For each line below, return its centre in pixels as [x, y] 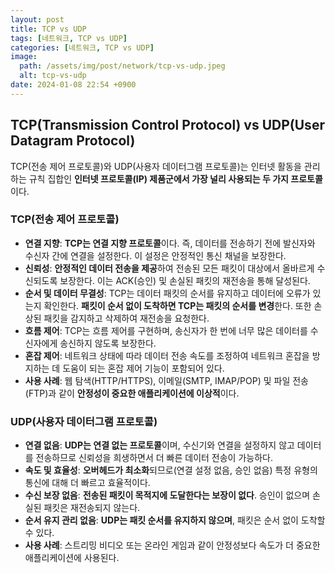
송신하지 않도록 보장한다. [108, 343]
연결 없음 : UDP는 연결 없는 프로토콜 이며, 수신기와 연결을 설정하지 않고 [159, 445]
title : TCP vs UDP [48, 29]
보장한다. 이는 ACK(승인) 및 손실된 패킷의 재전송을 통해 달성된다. [185, 280]
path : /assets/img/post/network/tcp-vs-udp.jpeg [122, 66]
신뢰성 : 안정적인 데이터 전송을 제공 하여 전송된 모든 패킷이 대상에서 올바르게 [169, 268]
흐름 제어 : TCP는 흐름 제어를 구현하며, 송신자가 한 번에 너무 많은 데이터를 [166, 330]
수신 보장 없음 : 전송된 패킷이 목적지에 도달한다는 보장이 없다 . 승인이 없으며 [167, 495]
